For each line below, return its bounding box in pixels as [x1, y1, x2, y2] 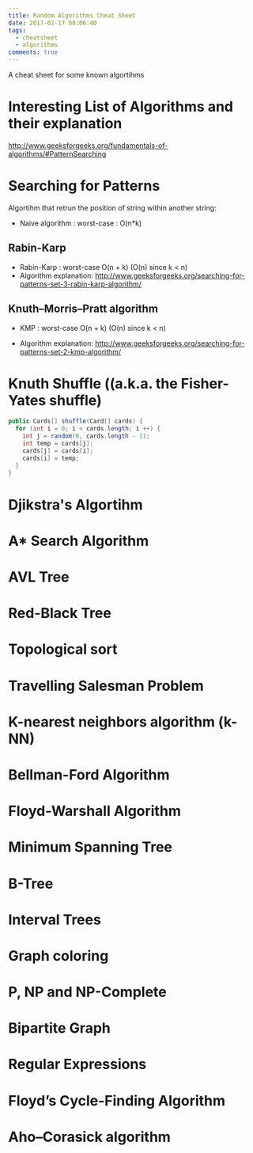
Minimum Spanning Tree [8, 838, 172, 856]
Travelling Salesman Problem [8, 677, 204, 695]
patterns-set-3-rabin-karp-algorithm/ [19, 279, 142, 289]
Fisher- [180, 374, 229, 393]
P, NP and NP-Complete [8, 983, 168, 1001]
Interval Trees [8, 911, 101, 928]
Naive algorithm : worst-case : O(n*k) [19, 218, 142, 228]
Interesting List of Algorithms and [8, 98, 233, 116]
